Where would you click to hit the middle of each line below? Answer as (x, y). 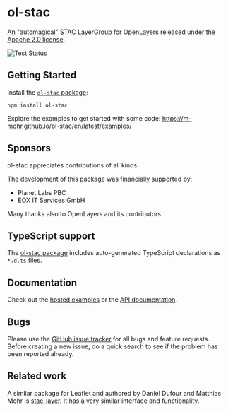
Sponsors (29, 148)
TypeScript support (51, 236)
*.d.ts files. (25, 260)
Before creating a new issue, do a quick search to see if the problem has (113, 346)
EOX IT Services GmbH (51, 200)
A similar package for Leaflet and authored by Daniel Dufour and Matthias (114, 393)
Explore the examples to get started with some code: (84, 118)
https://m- (177, 118)
